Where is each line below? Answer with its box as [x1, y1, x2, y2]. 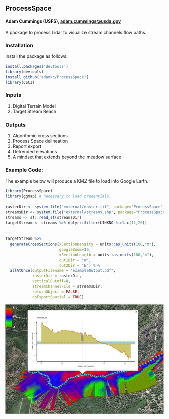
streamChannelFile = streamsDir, [32, 284, 102, 289]
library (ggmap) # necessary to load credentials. [5, 194, 112, 199]
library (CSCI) [5, 80, 35, 85]
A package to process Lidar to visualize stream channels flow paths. [5, 29, 147, 35]
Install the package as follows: [5, 53, 68, 59]
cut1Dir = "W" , [59, 257, 92, 263]
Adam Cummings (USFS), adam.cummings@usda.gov [5, 18, 121, 24]
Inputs [5, 92, 22, 99]
